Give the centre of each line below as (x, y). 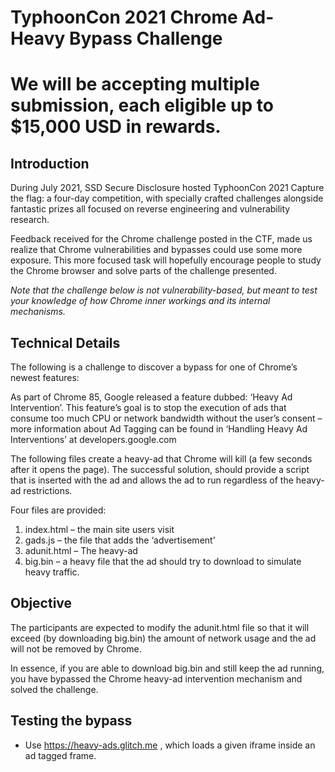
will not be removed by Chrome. (76, 648)
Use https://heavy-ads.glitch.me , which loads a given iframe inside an (170, 745)
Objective (41, 603)
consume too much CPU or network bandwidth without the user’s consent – (166, 418)
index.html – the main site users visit (99, 529)
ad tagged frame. (60, 755)
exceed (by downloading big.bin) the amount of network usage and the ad (163, 638)
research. (30, 220)
